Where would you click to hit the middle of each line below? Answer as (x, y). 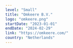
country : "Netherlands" (30, 38)
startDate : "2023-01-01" (31, 24)
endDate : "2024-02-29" (29, 28)
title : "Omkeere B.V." (29, 14)
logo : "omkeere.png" (27, 19)
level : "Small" (21, 10)
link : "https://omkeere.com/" (37, 33)
